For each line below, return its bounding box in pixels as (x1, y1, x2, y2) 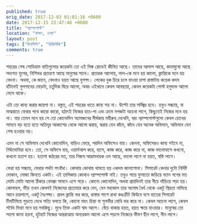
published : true (6, 8, 46, 15)
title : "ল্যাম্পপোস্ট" (6, 25, 45, 31)
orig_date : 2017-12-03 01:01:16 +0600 (6, 14, 101, 20)
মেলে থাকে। (6, 89, 28, 96)
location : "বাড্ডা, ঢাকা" (6, 31, 56, 36)
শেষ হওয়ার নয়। (6, 128, 34, 135)
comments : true (6, 47, 44, 53)
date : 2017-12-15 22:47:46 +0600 (6, 19, 88, 25)
